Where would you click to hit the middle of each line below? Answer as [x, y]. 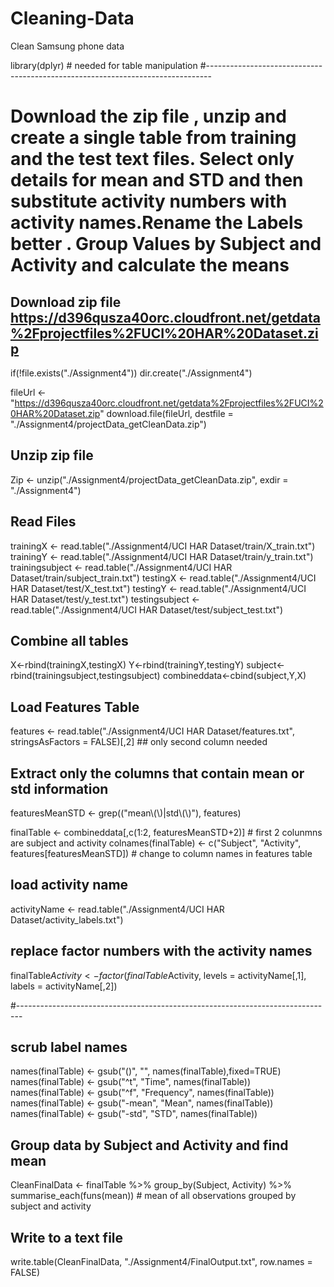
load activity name [69, 885]
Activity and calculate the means [150, 265]
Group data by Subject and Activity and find [149, 1145]
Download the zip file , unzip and [148, 116]
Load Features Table [75, 707]
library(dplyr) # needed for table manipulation [104, 65]
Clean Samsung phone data [67, 46]
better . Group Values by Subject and [166, 244]
